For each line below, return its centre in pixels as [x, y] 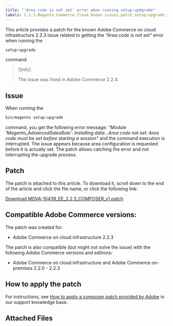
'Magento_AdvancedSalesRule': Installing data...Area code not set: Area [82, 133]
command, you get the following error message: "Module [66, 128]
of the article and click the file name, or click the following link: [72, 189]
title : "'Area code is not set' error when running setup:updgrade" [80, 10]
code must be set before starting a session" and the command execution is [85, 138]
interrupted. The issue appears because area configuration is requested [82, 144]
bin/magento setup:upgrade [34, 118]
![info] [24, 69]
